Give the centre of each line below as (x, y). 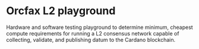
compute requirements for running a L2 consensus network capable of (93, 33)
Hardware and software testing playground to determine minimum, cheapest (99, 27)
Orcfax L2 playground (61, 11)
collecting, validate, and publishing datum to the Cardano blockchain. (91, 40)
